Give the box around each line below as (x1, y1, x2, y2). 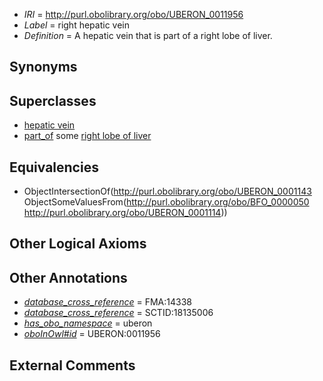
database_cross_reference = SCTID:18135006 (23, 307, 214, 319)
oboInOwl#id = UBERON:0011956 (23, 328, 161, 340)
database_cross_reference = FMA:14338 (23, 296, 192, 308)
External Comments (9, 357, 136, 374)
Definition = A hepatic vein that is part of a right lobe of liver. (23, 30, 273, 41)
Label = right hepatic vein (23, 19, 130, 31)
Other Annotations (9, 269, 128, 286)
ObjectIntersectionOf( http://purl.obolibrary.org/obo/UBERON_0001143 (23, 185, 312, 198)
